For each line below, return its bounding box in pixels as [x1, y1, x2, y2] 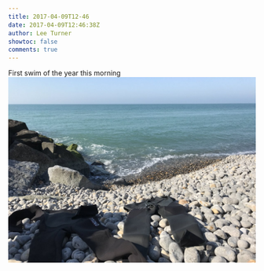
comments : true [8, 46, 58, 54]
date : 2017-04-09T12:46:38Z [8, 20, 101, 29]
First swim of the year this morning [8, 68, 121, 78]
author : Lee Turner [8, 29, 72, 37]
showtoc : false [8, 38, 58, 46]
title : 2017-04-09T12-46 [8, 13, 90, 20]
